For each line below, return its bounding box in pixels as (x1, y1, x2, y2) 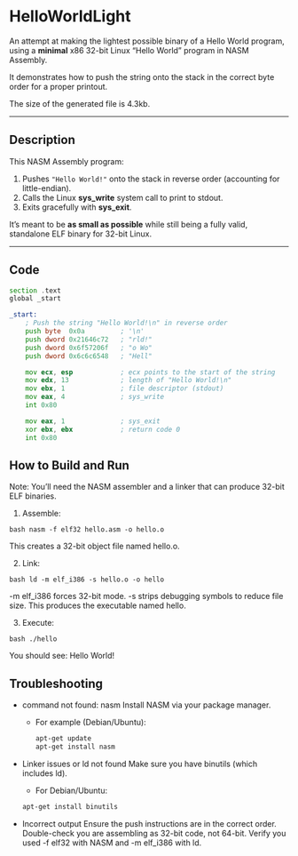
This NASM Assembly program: (9, 156, 124, 166)
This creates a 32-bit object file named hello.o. (9, 540, 180, 552)
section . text (9, 286, 62, 295)
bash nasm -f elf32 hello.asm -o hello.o (9, 525, 165, 534)
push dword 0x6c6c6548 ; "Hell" (25, 351, 153, 361)
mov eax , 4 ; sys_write (25, 393, 165, 402)
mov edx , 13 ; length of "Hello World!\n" (25, 376, 232, 385)
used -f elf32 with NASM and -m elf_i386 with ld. (21, 837, 202, 848)
